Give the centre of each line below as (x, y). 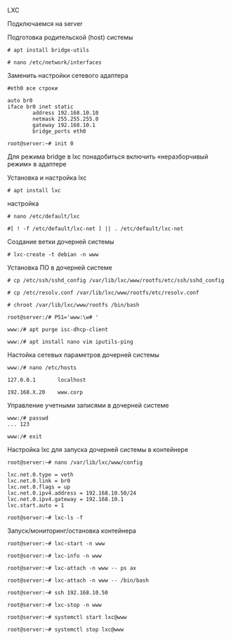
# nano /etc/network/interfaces (54, 62)
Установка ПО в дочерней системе (60, 267)
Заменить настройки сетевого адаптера (68, 75)
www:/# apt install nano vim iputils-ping (70, 342)
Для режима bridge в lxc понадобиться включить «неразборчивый (108, 156)
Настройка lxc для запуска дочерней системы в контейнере (98, 449)
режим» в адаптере (37, 164)
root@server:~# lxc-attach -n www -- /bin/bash (78, 580)
